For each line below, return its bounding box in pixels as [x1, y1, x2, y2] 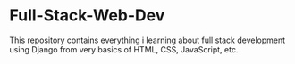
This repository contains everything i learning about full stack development [9, 35, 286, 45]
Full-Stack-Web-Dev [9, 5, 165, 26]
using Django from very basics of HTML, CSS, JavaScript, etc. [9, 44, 239, 54]
